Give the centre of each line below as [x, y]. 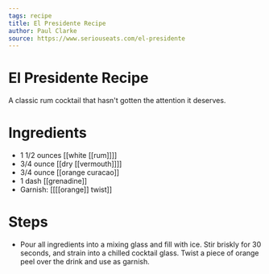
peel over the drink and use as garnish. [85, 262]
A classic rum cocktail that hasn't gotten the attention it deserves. [117, 101]
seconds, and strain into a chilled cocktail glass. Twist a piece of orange [139, 253]
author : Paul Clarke [43, 31]
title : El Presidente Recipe [57, 23]
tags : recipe [30, 16]
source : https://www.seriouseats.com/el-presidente [97, 38]
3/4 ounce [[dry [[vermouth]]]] [71, 164]
